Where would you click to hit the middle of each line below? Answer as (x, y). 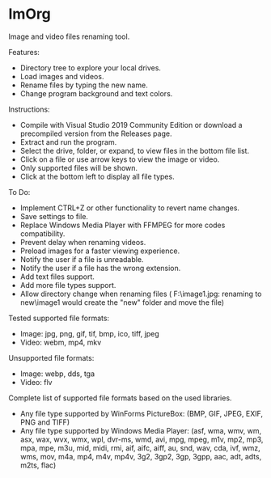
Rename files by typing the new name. (84, 85)
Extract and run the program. (68, 142)
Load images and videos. (62, 76)
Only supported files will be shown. (79, 167)
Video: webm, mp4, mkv (61, 342)
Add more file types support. (68, 285)
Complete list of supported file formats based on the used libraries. (120, 398)
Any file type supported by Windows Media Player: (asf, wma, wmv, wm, (140, 430)
